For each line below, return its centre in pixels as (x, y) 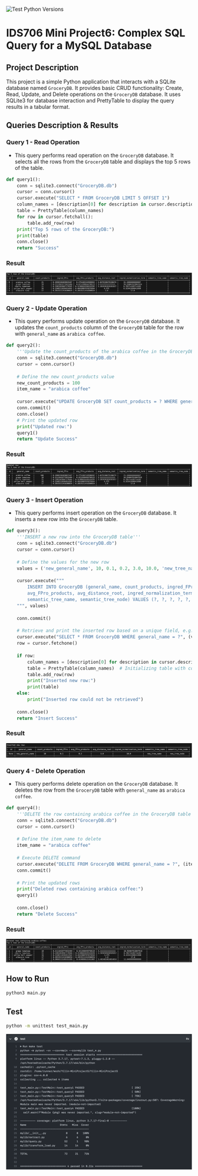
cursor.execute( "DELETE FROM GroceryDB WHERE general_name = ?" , (99, 864)
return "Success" (38, 248)
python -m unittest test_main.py (47, 1026)
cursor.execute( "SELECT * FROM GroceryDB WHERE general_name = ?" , (101, 637)
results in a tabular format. (38, 107)
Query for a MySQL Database (79, 46)
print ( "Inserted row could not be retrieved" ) (85, 700)
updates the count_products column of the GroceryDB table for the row (99, 327)
